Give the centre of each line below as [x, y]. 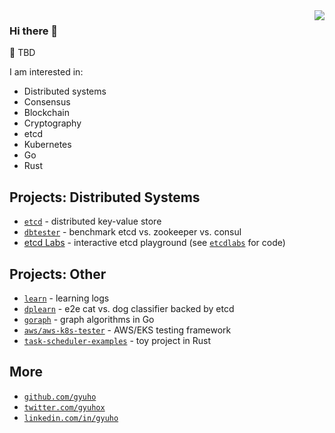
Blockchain [46, 113]
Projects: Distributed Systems [105, 197]
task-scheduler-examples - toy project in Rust [117, 340]
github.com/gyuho [60, 397]
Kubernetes [47, 145]
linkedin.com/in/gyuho [71, 418]
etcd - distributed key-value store [92, 221]
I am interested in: [46, 72]
